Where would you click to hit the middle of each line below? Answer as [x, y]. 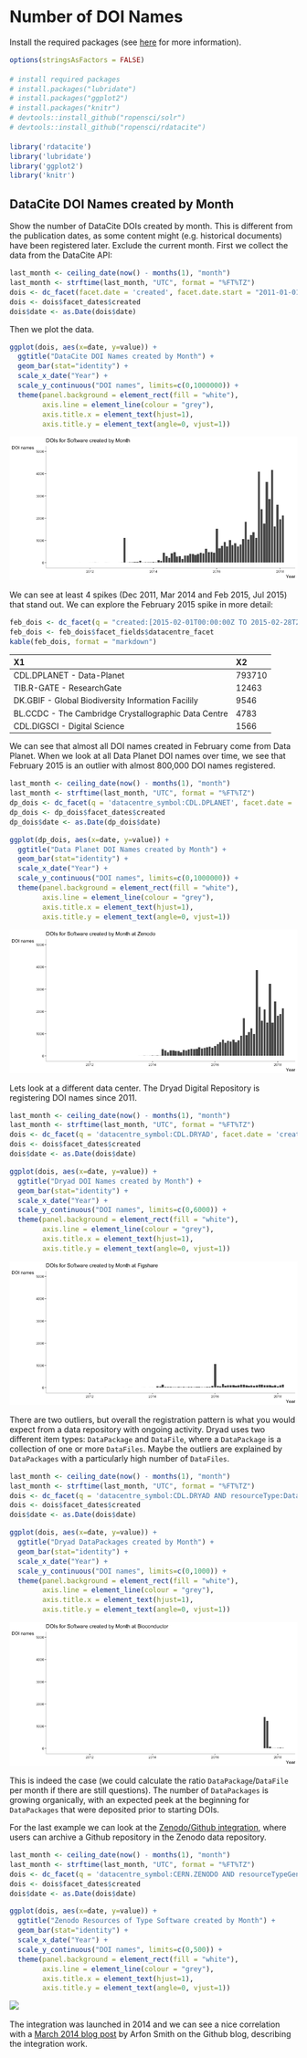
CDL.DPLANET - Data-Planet [69, 675]
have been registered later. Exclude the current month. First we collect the [149, 246]
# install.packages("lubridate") [73, 89]
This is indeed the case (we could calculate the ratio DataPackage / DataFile [149, 1780]
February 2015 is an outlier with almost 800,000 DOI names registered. [143, 765]
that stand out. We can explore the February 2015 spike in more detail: [142, 605]
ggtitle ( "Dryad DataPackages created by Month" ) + [116, 1542]
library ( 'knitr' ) [42, 175]
